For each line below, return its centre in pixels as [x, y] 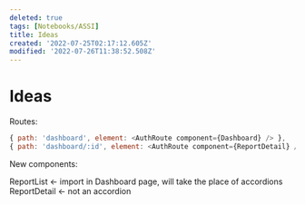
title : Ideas [34, 34]
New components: [44, 163]
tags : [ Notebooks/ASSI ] [54, 26]
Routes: [24, 122]
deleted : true [36, 18]
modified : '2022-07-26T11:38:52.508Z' [83, 52]
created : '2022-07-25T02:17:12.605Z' [81, 43]
